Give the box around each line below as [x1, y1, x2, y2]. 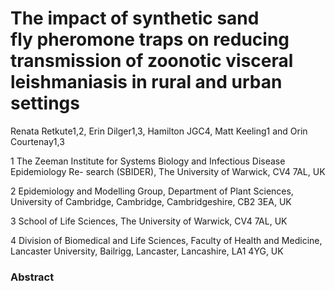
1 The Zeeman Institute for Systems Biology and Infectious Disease [10, 155, 286, 167]
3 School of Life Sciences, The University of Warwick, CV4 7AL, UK [10, 215, 288, 227]
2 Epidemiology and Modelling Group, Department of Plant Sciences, [10, 185, 294, 197]
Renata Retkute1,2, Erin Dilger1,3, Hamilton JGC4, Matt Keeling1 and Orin [10, 125, 308, 137]
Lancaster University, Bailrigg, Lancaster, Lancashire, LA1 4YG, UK [10, 245, 284, 257]
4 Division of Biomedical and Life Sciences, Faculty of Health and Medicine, [10, 234, 323, 246]
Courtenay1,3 [10, 135, 65, 147]
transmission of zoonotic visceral [10, 50, 294, 72]
